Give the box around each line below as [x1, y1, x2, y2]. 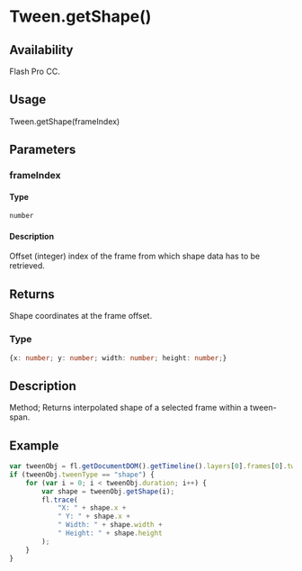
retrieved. [9, 260, 45, 271]
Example [9, 438, 59, 453]
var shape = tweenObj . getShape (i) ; [41, 486, 175, 496]
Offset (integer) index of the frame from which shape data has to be [9, 250, 261, 262]
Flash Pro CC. [9, 66, 60, 77]
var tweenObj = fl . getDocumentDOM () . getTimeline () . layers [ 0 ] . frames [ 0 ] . [9, 462, 288, 471]
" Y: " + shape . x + [57, 512, 130, 521]
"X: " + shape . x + [57, 503, 127, 512]
